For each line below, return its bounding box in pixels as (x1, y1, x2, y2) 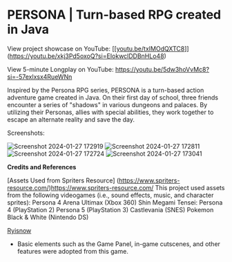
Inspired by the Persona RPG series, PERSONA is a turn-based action (7, 86, 204, 94)
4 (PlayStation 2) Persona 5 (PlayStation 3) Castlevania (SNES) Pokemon (7, 205, 214, 214)
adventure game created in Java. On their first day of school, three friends (7, 93, 219, 102)
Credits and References (7, 162, 77, 171)
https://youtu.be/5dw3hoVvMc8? (115, 65, 209, 73)
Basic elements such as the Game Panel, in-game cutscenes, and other (17, 239, 221, 248)
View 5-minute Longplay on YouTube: (7, 65, 114, 73)
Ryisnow (7, 226, 32, 234)
